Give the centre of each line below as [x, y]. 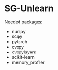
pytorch [19, 41]
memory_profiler [28, 62]
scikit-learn [23, 57]
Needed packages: [24, 22]
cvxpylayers [24, 52]
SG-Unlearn [29, 9]
